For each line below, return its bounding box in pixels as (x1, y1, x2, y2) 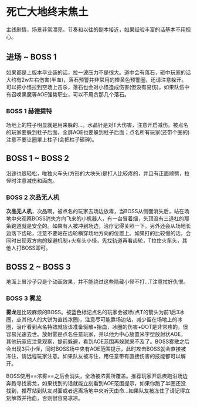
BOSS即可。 (21, 244, 51, 251)
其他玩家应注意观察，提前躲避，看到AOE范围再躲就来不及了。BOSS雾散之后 (6, 338, 190, 345)
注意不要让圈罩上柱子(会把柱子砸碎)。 (6, 136, 98, 143)
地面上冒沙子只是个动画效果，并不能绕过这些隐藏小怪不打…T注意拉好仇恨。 (6, 278, 189, 285)
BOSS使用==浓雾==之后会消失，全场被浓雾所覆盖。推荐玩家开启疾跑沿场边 (6, 372, 188, 379)
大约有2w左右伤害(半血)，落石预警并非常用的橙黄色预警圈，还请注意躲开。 (6, 76, 187, 83)
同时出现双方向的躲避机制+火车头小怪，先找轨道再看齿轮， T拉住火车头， (6, 237, 183, 244)
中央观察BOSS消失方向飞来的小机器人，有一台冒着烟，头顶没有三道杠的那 (11, 215, 189, 222)
